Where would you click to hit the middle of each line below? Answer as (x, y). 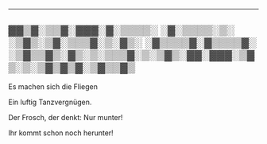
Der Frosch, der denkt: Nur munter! (66, 117)
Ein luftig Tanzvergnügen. (50, 102)
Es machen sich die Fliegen (53, 86)
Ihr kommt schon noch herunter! (61, 133)
